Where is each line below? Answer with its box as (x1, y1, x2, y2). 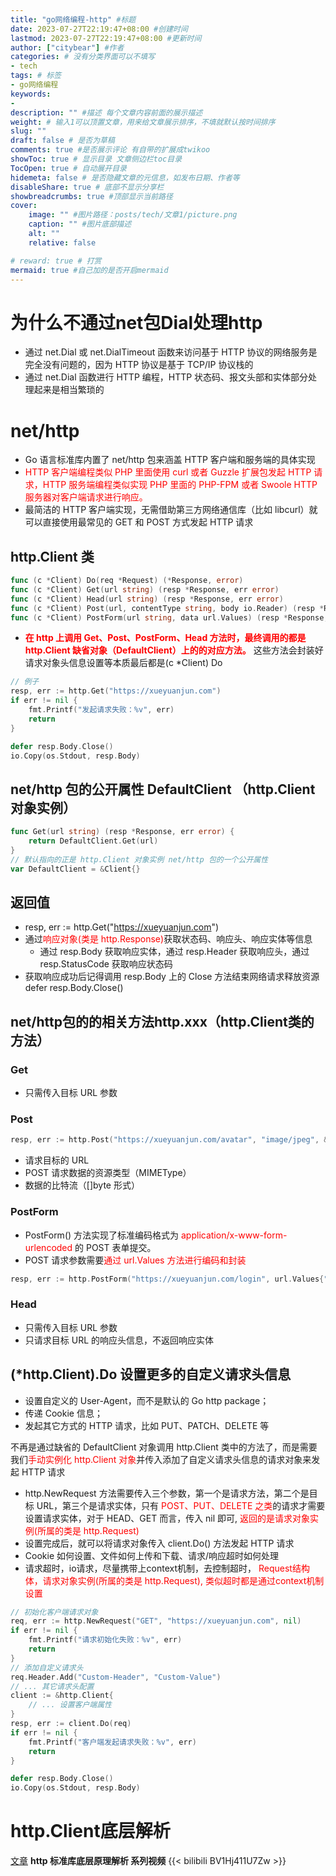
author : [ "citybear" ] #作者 (10, 42, 125, 53)
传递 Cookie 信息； (24, 1407, 103, 1419)
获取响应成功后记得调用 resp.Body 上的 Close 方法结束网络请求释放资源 (24, 971, 320, 983)
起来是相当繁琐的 (33, 384, 105, 396)
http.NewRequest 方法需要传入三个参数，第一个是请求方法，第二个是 (24, 1487, 310, 1499)
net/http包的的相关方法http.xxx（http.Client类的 (10, 1013, 315, 1030)
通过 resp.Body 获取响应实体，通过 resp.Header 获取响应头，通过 (39, 946, 310, 958)
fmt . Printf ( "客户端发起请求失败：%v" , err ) (28, 1737, 197, 1747)
